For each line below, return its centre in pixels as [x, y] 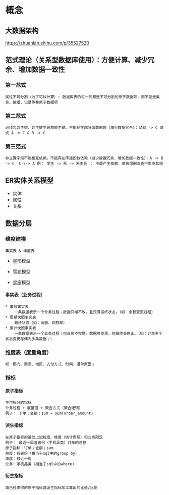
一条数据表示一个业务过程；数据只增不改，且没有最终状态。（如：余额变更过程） [85, 312]
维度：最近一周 [18, 459]
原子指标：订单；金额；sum [30, 448]
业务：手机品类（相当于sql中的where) [40, 464]
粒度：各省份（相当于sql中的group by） [42, 453]
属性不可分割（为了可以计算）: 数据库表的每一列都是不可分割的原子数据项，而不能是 [81, 97]
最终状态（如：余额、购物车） [41, 323]
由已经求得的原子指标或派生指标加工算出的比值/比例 [51, 487]
